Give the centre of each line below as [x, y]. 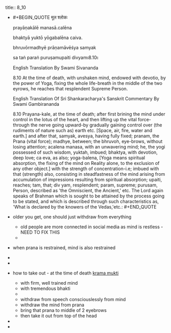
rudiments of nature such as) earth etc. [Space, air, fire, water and [82, 130]
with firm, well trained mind [49, 283]
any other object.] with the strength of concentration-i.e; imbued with [86, 169]
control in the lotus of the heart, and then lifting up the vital [75, 119]
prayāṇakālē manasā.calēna [42, 27]
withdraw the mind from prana [52, 305]
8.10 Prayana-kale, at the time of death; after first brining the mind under [89, 114]
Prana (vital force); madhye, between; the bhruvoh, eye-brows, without [88, 141]
